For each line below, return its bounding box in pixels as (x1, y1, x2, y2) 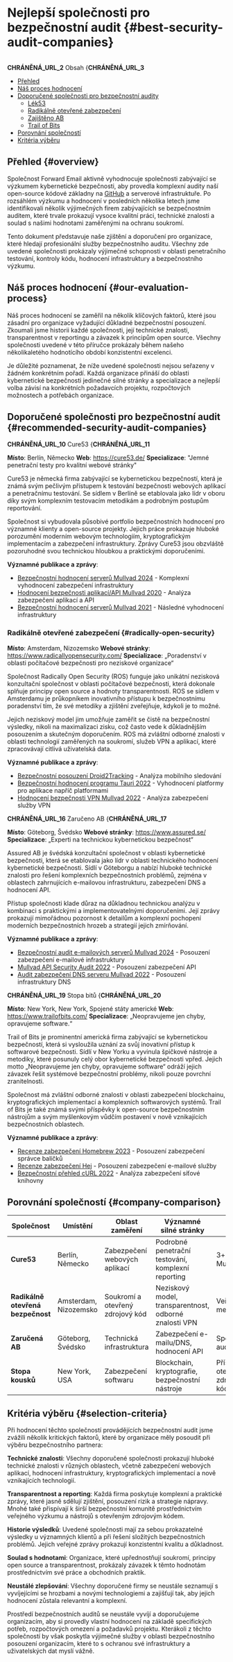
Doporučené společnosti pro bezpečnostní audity (17, 92, 159, 100)
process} (7, 293, 48, 305)
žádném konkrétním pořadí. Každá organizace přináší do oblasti (7, 369, 189, 377)
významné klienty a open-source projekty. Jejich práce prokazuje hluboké (7, 525, 220, 533)
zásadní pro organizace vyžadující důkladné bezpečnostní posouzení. (7, 318, 207, 327)
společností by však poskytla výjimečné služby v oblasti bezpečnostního (7, 1632, 215, 1640)
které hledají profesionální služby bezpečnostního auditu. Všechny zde (7, 240, 209, 248)
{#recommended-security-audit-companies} (7, 421, 207, 433)
